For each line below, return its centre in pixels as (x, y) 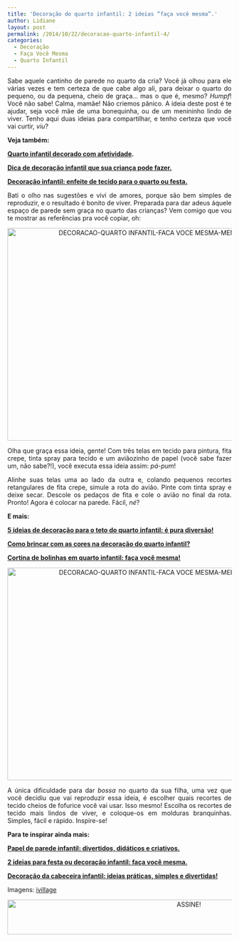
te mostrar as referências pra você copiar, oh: (74, 217)
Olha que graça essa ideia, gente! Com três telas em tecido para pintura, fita (119, 451)
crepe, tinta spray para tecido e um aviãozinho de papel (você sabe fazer (119, 458)
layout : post (27, 27)
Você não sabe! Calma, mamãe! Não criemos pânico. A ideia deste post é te (119, 103)
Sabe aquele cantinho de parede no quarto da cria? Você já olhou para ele (119, 81)
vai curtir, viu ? (28, 126)
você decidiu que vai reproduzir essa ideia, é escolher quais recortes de (119, 798)
